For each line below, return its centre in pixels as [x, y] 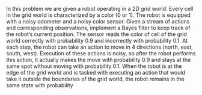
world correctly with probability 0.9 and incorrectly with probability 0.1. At [97, 41]
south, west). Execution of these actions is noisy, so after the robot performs [101, 53]
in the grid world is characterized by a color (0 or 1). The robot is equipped [98, 15]
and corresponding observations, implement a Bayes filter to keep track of [98, 28]
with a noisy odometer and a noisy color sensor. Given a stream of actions [98, 21]
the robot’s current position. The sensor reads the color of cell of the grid [97, 34]
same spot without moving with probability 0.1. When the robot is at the [94, 66]
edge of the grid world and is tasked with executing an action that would [96, 72]
